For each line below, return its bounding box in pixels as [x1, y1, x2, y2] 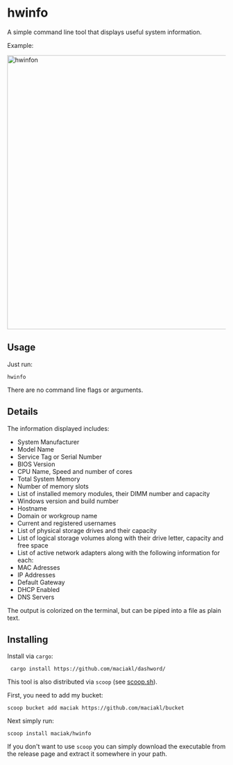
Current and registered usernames [17, 519, 116, 527]
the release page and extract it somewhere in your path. [7, 750, 168, 758]
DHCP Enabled [17, 585, 60, 593]
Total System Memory [17, 475, 80, 483]
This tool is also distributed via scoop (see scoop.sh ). [7, 677, 158, 686]
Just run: [7, 360, 33, 368]
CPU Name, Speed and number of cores [17, 467, 133, 475]
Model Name [17, 445, 54, 453]
